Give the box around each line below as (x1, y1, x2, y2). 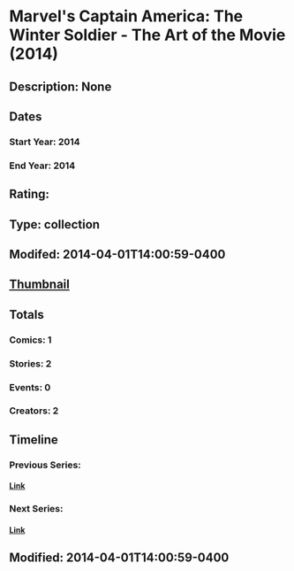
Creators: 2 (9, 405, 59, 417)
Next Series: (9, 503, 64, 515)
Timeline (9, 432, 59, 447)
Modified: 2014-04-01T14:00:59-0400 (9, 551, 230, 566)
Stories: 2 (9, 357, 52, 369)
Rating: (9, 187, 50, 202)
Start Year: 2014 (9, 135, 81, 148)
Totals (9, 307, 44, 322)
